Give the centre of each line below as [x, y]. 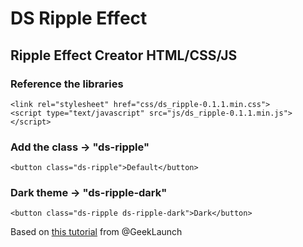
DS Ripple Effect [79, 18]
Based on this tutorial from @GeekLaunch [96, 232]
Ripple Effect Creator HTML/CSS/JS [124, 55]
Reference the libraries [67, 84]
